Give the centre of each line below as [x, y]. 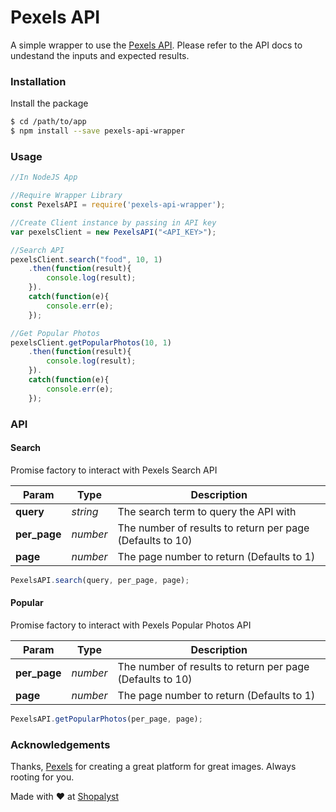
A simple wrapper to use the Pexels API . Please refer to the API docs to [156, 45]
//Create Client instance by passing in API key [113, 222]
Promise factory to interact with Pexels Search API [114, 470]
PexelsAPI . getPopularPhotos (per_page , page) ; [106, 719]
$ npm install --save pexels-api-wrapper [98, 131]
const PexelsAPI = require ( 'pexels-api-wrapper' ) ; [118, 205]
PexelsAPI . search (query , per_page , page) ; [100, 580]
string [85, 511]
